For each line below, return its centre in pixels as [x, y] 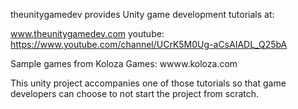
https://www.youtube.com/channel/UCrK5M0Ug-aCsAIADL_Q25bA [149, 44]
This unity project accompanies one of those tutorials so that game [148, 83]
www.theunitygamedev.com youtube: [87, 33]
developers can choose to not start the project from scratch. [135, 93]
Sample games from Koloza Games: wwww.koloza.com [124, 63]
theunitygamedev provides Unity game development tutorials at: [142, 14]
